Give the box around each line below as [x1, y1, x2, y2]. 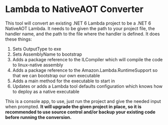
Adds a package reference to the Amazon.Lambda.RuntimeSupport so [12, 67, 158, 73]
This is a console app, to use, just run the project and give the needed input [5, 98, 161, 104]
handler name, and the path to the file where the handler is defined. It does [5, 31, 160, 37]
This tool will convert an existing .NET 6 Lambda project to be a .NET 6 [5, 20, 151, 26]
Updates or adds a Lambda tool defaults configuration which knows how [12, 83, 163, 89]
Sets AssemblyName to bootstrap [12, 51, 82, 57]
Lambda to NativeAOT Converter [5, 4, 144, 15]
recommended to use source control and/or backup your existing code [5, 109, 155, 115]
